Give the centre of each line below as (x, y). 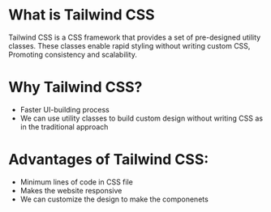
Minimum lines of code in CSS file (77, 182)
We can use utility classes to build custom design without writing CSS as (142, 118)
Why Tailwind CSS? (75, 87)
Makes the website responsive (71, 190)
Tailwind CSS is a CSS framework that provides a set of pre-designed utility (135, 37)
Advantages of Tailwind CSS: (109, 160)
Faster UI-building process (65, 109)
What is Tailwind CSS (82, 15)
